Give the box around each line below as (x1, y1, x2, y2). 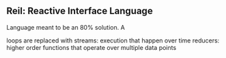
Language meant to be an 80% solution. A (6, 23, 126, 31)
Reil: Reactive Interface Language (6, 5, 153, 17)
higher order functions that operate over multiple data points (6, 43, 177, 51)
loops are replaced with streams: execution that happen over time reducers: (6, 36, 220, 45)
